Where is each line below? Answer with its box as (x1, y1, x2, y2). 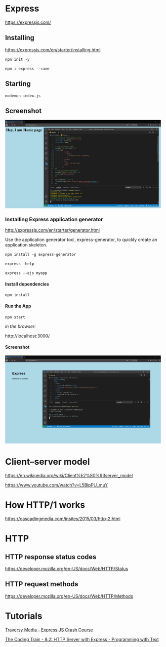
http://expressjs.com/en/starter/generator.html (5, 227, 100, 233)
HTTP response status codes (5, 553, 97, 561)
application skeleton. (5, 242, 47, 248)
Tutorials (5, 610, 42, 622)
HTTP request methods (5, 580, 79, 588)
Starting (5, 80, 31, 88)
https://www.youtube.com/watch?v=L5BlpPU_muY (5, 482, 108, 488)
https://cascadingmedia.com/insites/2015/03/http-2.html (5, 516, 121, 522)
